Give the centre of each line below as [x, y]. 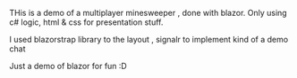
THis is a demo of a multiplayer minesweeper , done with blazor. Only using [148, 13]
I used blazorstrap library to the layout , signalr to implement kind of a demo [149, 39]
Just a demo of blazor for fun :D [68, 66]
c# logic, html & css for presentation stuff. [86, 22]
